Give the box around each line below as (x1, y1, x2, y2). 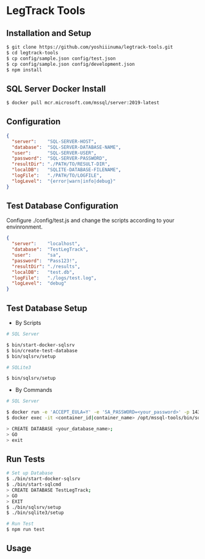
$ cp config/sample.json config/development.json (6, 61, 135, 67)
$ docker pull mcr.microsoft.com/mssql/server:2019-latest (6, 100, 160, 106)
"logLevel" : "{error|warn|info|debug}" (12, 178, 116, 184)
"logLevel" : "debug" (12, 280, 67, 287)
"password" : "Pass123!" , (12, 257, 78, 264)
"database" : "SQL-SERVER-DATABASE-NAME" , (12, 144, 121, 150)
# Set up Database (6, 470, 53, 476)
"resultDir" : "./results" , (12, 263, 81, 269)
